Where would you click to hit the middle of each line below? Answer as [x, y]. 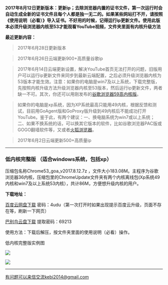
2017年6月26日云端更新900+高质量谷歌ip [60, 58]
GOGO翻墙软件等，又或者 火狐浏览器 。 [57, 130]
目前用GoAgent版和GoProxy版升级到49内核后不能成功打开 [86, 111]
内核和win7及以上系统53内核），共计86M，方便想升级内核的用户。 [73, 183]
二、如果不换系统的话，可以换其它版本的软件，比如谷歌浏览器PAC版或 [90, 123]
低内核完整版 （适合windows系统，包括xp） [58, 159]
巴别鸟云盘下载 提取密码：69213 [38, 221]
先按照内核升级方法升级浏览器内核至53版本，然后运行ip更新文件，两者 [90, 88]
